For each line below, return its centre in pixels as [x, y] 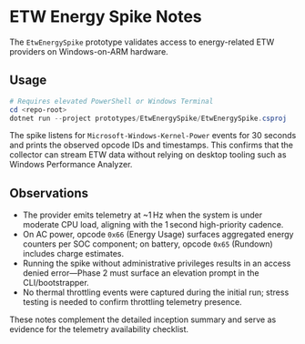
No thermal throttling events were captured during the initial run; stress [156, 292]
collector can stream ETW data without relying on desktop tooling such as [148, 155]
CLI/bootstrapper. [56, 283]
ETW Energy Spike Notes [106, 17]
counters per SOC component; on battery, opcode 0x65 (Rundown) [147, 244]
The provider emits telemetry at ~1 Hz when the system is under [142, 215]
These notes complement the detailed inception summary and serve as [143, 319]
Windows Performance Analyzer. [71, 165]
